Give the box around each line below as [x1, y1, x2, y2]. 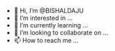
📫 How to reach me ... [13, 37, 79, 44]
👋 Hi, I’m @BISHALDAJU [13, 7, 84, 14]
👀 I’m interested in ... [13, 14, 73, 22]
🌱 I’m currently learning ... [13, 21, 89, 29]
